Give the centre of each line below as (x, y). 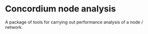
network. (14, 27)
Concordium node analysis (60, 9)
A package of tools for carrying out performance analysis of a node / (74, 22)
